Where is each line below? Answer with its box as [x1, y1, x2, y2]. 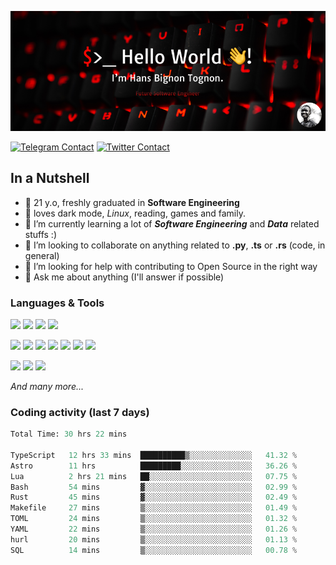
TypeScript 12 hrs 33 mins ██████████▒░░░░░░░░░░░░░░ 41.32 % [10, 450, 298, 460]
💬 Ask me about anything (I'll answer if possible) [24, 271, 225, 283]
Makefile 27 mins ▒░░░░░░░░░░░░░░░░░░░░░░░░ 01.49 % [10, 503, 298, 513]
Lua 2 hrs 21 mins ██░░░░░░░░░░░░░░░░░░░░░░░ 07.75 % [10, 471, 298, 481]
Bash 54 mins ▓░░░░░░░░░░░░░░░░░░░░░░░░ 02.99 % [10, 482, 298, 492]
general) [24, 249, 60, 261]
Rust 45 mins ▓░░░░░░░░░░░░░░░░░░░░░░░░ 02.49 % [10, 492, 298, 503]
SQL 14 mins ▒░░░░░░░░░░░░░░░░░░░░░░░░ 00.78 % [10, 545, 298, 555]
